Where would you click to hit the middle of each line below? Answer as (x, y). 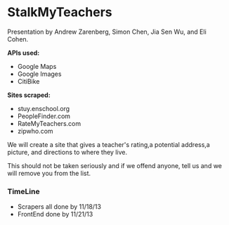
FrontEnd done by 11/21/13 (55, 214)
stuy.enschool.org (44, 108)
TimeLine (24, 191)
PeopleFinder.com (44, 116)
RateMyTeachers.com (49, 123)
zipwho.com (35, 131)
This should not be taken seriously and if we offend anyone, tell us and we (115, 165)
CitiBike (28, 81)
